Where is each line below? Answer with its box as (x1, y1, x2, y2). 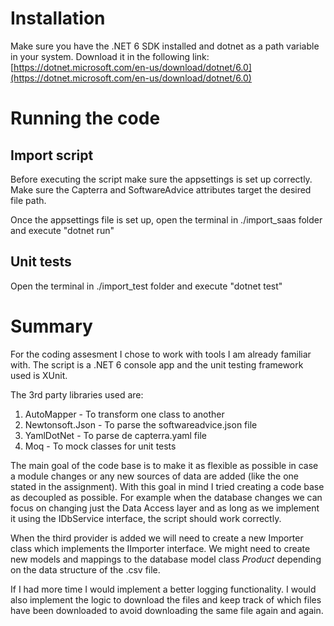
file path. (10, 194, 47, 206)
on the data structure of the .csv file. (10, 563, 161, 576)
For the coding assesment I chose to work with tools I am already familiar (10, 348, 312, 360)
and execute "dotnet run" (10, 224, 115, 236)
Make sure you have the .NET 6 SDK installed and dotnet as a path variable (10, 40, 320, 52)
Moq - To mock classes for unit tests (24, 440, 177, 452)
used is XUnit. (10, 369, 68, 381)
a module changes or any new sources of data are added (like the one (10, 470, 299, 482)
